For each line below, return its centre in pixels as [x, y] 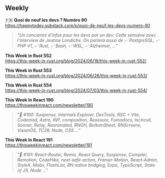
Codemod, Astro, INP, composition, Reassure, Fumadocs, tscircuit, [84, 119]
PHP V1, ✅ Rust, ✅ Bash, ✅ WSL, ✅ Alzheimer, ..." [67, 46]
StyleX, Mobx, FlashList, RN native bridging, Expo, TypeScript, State [86, 165]
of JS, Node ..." [32, 170]
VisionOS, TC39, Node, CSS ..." [49, 130]
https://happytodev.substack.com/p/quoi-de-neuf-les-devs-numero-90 [78, 25]
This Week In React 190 [29, 100]
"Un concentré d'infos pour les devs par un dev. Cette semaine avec [86, 35]
